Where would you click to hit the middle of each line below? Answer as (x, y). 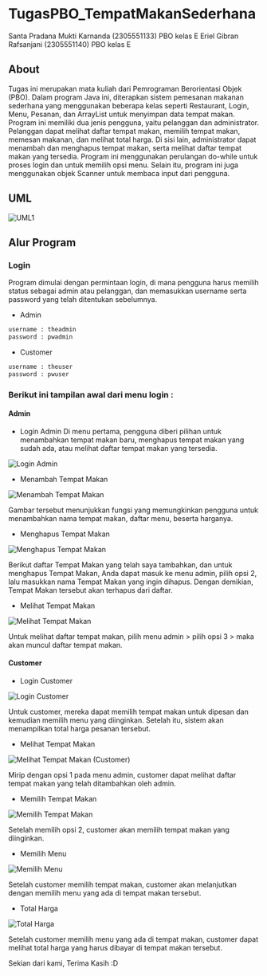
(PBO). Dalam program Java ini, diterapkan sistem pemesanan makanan (126, 97)
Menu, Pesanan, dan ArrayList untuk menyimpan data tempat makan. (122, 114)
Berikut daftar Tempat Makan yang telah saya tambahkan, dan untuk (120, 564)
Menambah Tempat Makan (64, 479)
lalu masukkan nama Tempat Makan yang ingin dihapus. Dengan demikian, (131, 582)
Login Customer (46, 681)
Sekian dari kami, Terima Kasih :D (63, 963)
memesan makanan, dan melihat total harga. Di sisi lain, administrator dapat (132, 139)
